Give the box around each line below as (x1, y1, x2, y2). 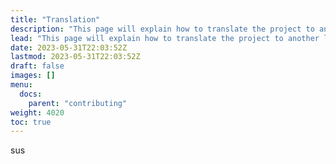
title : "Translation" (10, 14, 101, 25)
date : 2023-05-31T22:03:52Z (10, 42, 128, 53)
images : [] (10, 71, 56, 81)
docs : (19, 89, 43, 99)
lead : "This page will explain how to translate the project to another (10, 33, 320, 43)
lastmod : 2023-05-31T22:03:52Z (10, 52, 141, 62)
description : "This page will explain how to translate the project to (10, 24, 315, 34)
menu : (10, 80, 33, 90)
